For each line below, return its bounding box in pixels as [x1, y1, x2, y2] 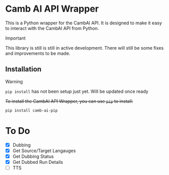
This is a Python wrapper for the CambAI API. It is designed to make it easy [5, 20, 162, 26]
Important [5, 35, 26, 41]
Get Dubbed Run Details [12, 159, 63, 165]
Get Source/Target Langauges [12, 148, 76, 154]
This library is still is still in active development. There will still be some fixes [5, 45, 164, 51]
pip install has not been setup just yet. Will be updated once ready [5, 88, 149, 94]
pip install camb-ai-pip [5, 108, 58, 113]
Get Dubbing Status [12, 153, 54, 159]
